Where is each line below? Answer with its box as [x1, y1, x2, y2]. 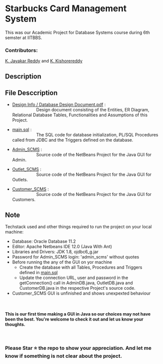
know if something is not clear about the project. [5, 353, 123, 360]
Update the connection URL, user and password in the [19, 275, 128, 281]
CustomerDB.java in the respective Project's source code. [19, 285, 136, 291]
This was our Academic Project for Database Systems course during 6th [5, 29, 150, 35]
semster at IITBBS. [5, 35, 42, 41]
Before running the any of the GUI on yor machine [12, 259, 112, 265]
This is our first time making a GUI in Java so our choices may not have [5, 311, 151, 317]
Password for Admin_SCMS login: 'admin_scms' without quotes [12, 254, 140, 260]
